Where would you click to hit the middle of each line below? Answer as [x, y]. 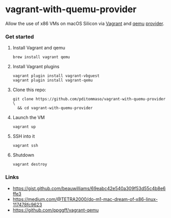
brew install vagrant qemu [41, 57]
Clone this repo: [29, 90]
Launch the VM [28, 118]
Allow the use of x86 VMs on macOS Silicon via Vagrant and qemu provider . [85, 23]
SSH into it [24, 137]
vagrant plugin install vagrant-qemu [53, 80]
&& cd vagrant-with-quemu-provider [55, 108]
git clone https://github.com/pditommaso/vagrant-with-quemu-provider [89, 99]
